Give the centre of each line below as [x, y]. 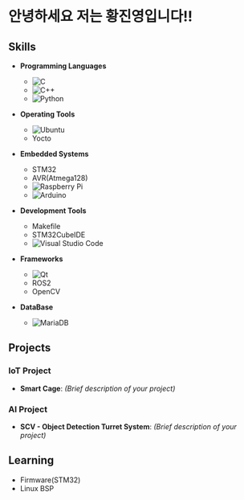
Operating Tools [47, 114]
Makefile [46, 226]
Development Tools [53, 211]
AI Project [28, 409]
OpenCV [46, 291]
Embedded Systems [54, 154]
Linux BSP [37, 488]
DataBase [37, 307]
